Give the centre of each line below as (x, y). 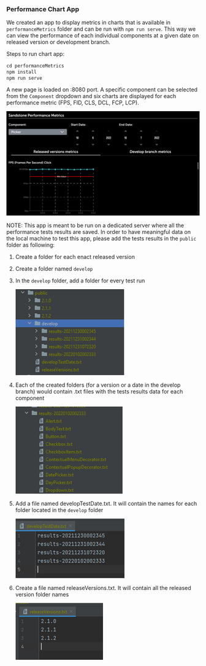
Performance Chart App (43, 9)
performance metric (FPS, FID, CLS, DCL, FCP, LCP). (73, 103)
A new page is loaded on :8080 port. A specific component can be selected (102, 90)
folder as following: (31, 245)
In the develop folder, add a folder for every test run (80, 281)
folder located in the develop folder (59, 510)
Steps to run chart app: (36, 54)
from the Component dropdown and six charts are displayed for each (91, 96)
